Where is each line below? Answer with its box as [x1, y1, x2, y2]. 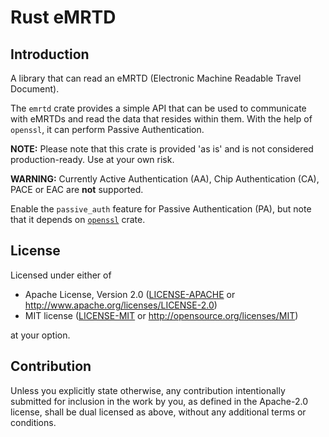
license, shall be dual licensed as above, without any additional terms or [10, 406, 307, 418]
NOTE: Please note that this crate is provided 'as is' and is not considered [10, 143, 314, 155]
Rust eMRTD [10, 6, 117, 29]
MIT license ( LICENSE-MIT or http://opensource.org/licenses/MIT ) [24, 309, 299, 321]
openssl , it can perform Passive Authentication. [10, 124, 205, 135]
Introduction [10, 46, 90, 63]
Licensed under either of [10, 269, 112, 281]
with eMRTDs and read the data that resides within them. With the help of [10, 113, 313, 125]
